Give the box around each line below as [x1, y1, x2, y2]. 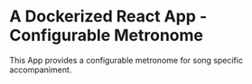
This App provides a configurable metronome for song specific [9, 55, 244, 65]
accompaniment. [9, 64, 72, 75]
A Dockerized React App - [9, 6, 208, 27]
